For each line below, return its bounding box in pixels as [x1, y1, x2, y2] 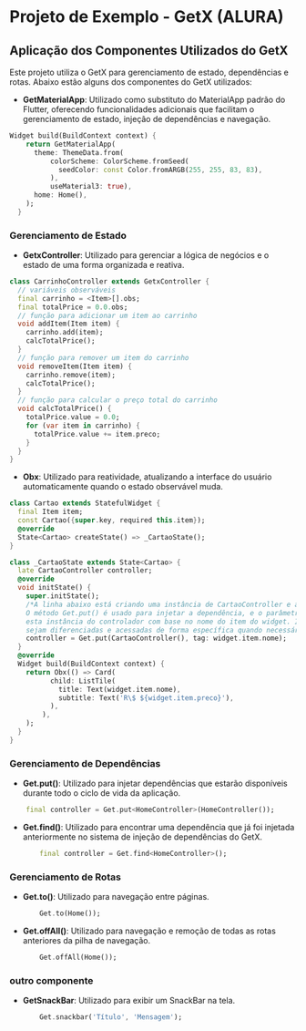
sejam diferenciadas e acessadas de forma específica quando [25, 625, 262, 634]
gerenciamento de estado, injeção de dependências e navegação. [22, 114, 271, 124]
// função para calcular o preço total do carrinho [17, 396, 219, 405]
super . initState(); [25, 592, 100, 601]
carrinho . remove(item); [25, 370, 117, 379]
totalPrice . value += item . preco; [33, 429, 161, 438]
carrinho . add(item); [25, 328, 104, 337]
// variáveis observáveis [17, 285, 117, 294]
